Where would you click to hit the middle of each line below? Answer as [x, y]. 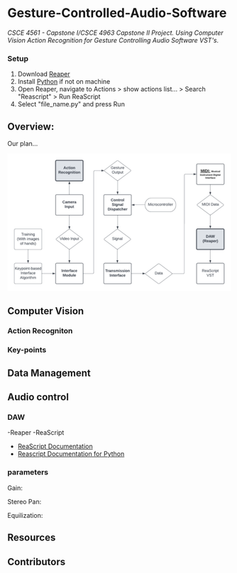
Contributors [37, 562]
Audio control [38, 397]
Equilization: [25, 515]
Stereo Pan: [24, 501]
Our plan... [23, 144]
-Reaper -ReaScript [36, 433]
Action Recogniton [40, 331]
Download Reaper [44, 74]
